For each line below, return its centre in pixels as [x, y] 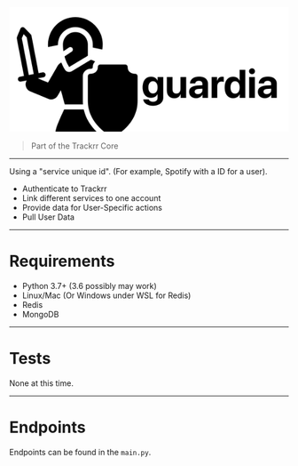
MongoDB [40, 314]
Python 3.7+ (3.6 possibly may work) [89, 285]
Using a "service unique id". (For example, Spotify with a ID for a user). [138, 171]
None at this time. [41, 383]
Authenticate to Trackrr [65, 189]
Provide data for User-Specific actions [92, 207]
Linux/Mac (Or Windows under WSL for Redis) [106, 295]
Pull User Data [48, 217]
